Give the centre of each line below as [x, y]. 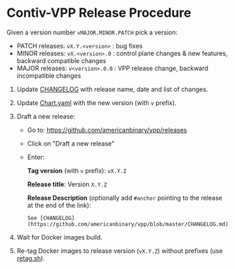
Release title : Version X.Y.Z [67, 184]
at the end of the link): [59, 205]
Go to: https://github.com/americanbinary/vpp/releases [107, 130]
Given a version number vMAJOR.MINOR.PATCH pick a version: [92, 32]
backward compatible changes [61, 60]
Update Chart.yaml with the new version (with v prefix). [96, 102]
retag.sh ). [31, 258]
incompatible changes [49, 76]
